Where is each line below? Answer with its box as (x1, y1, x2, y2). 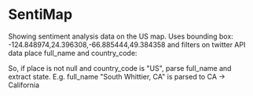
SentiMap (8, 6, 73, 24)
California (8, 80, 40, 90)
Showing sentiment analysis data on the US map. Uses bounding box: (8, 31, 233, 41)
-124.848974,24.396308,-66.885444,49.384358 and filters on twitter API (8, 39, 246, 49)
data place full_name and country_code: (8, 48, 137, 57)
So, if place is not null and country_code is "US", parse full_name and (8, 63, 232, 72)
